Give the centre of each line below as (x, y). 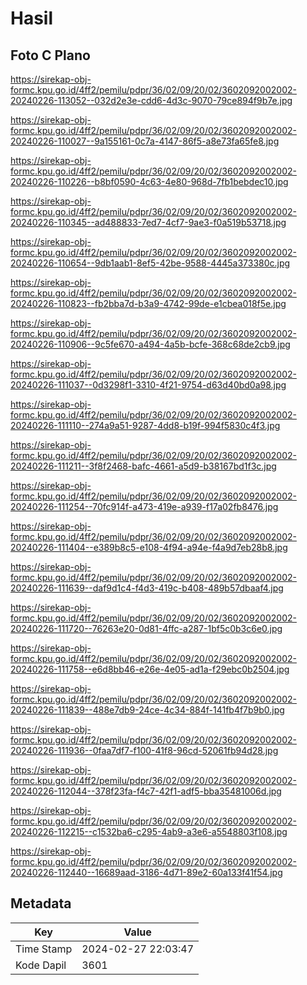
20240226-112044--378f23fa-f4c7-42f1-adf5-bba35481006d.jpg (146, 791)
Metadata (41, 903)
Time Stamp (44, 949)
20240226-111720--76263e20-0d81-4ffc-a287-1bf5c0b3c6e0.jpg (146, 628)
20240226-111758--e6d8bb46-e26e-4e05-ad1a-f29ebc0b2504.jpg (150, 669)
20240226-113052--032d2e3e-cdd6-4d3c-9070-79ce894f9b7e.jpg (151, 100)
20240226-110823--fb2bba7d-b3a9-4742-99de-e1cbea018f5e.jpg (148, 303)
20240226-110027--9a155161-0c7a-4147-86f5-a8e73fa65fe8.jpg (145, 141)
